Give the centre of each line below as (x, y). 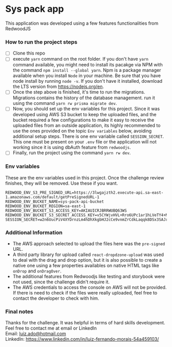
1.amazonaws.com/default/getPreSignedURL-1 (52, 197)
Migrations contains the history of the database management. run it (84, 98)
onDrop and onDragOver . (37, 271)
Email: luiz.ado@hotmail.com (36, 334)
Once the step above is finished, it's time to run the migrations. (79, 92)
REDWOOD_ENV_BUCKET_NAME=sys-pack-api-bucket (55, 202)
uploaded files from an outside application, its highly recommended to (87, 125)
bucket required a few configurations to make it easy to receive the (83, 120)
